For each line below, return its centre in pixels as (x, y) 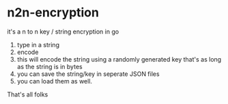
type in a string (38, 44)
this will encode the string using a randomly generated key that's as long (119, 59)
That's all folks (28, 94)
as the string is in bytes (50, 66)
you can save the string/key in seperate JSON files (88, 74)
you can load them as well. (55, 81)
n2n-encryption (53, 13)
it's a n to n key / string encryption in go (63, 31)
